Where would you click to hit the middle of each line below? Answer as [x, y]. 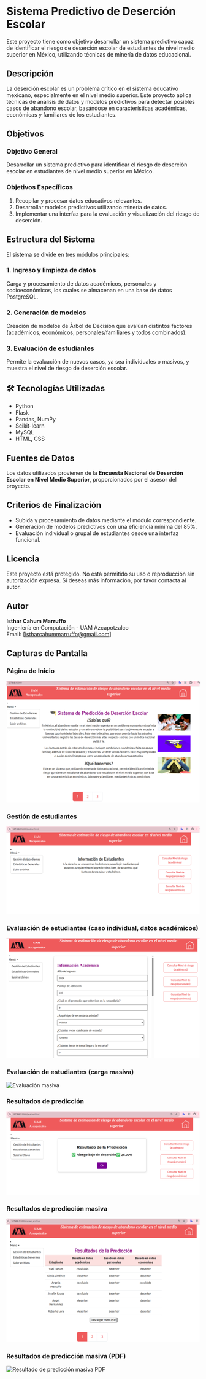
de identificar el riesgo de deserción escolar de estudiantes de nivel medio [101, 48]
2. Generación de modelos [46, 313]
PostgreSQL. [22, 297]
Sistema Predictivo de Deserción [91, 11]
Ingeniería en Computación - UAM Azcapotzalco [67, 627]
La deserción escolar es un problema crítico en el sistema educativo [93, 88]
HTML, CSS [30, 439]
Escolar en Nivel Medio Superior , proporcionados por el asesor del [91, 480]
